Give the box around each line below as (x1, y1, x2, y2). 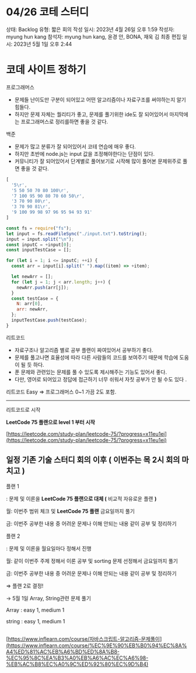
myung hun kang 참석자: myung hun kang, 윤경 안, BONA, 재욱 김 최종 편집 (6, 33, 181, 40)
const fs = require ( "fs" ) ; (6, 225, 72, 231)
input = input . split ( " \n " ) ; (6, 236, 75, 242)
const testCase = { (11, 295, 59, 302)
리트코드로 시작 (6, 406, 41, 413)
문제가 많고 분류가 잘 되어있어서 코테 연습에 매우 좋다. (14, 143, 136, 150)
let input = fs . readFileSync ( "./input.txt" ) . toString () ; (6, 231, 148, 237)
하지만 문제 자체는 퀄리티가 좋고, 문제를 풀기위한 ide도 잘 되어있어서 (14, 111, 169, 118)
